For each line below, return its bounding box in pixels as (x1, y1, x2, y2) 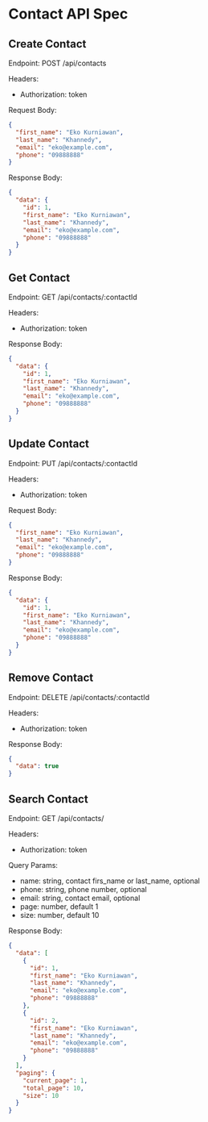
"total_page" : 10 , (22, 1084, 84, 1092)
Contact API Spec (8, 5, 128, 23)
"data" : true (15, 762, 59, 770)
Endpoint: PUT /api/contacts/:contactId (8, 458, 138, 468)
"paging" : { (15, 1069, 56, 1077)
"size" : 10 (22, 1091, 59, 1099)
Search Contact (8, 792, 88, 806)
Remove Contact (8, 671, 94, 685)
